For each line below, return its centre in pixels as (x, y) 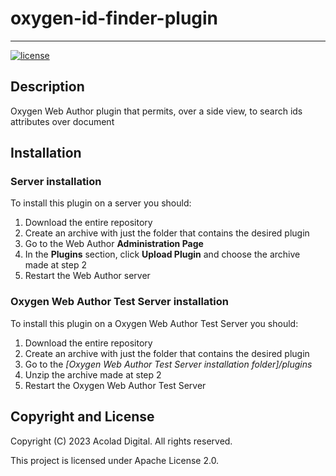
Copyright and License (82, 417)
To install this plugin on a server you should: (101, 203)
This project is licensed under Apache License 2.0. (115, 460)
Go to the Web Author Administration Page (114, 244)
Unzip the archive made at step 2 (93, 374)
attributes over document (62, 121)
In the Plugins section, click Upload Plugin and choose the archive (162, 254)
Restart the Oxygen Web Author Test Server (115, 385)
